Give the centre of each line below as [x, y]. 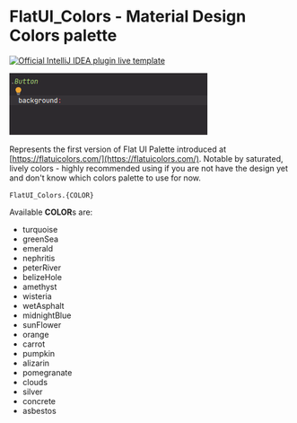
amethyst [39, 286]
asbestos [39, 410]
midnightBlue [47, 315]
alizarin [36, 363]
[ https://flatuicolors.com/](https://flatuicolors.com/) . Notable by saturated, [147, 158]
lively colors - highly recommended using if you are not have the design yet [149, 168]
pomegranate [47, 372]
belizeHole [42, 277]
